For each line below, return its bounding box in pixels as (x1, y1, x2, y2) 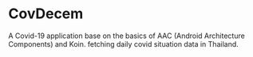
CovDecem (8, 5, 84, 23)
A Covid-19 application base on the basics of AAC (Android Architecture (8, 31, 245, 40)
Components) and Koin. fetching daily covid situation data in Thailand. (8, 39, 239, 48)
